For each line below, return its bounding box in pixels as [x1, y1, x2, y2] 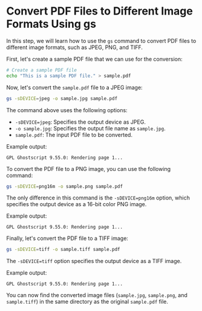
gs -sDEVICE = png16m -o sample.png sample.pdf [6, 183, 123, 189]
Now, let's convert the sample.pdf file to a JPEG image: [6, 84, 143, 91]
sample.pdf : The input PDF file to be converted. [15, 131, 133, 138]
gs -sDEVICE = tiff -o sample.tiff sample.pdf [6, 247, 120, 253]
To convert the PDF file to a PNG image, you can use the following [6, 165, 171, 172]
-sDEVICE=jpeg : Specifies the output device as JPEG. [15, 118, 146, 125]
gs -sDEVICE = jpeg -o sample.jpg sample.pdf [6, 95, 118, 101]
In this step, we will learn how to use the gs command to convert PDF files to [6, 37, 197, 44]
